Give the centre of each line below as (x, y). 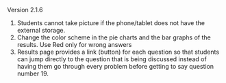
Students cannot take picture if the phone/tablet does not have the (111, 23)
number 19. (33, 73)
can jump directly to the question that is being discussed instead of (112, 59)
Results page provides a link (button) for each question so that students (118, 52)
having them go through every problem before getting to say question (115, 66)
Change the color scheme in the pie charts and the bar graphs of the (114, 37)
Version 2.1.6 (25, 10)
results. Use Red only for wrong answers (74, 45)
